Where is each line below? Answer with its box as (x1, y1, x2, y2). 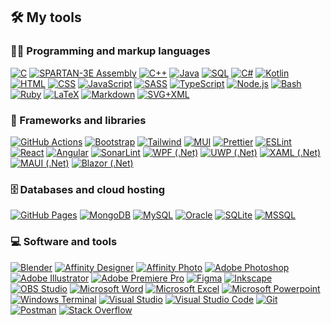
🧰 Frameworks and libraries (10, 113, 147, 127)
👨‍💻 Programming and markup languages (10, 44, 211, 58)
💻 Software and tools (10, 235, 118, 249)
